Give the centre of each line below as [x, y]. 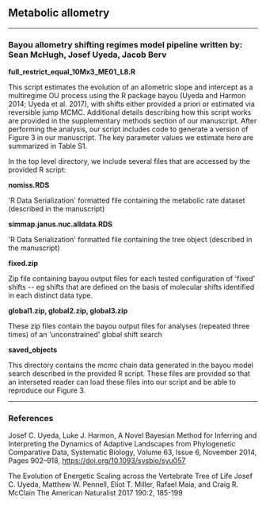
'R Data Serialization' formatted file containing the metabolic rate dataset [127, 200]
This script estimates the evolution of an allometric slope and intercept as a [131, 87]
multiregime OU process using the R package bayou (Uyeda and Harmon [127, 96]
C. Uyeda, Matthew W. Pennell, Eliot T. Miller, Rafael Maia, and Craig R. [123, 484]
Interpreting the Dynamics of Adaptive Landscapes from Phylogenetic [122, 444]
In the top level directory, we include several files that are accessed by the [129, 161]
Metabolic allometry [59, 13]
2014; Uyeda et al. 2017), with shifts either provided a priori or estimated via [131, 104]
